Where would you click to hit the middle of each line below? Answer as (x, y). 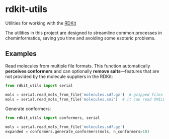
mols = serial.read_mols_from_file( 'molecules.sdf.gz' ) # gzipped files (84, 94)
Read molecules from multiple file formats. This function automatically (78, 65)
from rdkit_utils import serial (39, 85)
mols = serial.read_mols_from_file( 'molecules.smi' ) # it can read (78, 99)
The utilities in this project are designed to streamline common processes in (84, 32)
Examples (21, 54)
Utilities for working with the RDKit (41, 23)
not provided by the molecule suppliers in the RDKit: (59, 76)
